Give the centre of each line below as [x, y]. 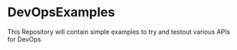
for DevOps [24, 39]
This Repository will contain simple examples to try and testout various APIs [119, 32]
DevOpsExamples [61, 12]
